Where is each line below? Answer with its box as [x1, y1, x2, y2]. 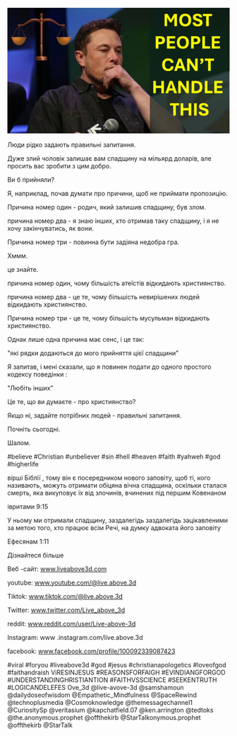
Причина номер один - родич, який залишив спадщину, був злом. [7, 202, 207, 211]
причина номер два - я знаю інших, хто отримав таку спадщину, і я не [7, 217, 219, 225]
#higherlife [7, 459, 39, 468]
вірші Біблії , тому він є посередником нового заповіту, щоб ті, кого [7, 473, 211, 482]
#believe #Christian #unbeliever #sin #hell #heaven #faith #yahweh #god [7, 452, 221, 461]
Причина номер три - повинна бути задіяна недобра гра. [7, 238, 180, 246]
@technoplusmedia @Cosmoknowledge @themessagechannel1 [7, 698, 193, 706]
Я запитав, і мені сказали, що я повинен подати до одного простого [7, 362, 212, 371]
